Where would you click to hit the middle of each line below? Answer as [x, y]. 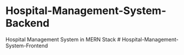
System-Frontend [27, 46]
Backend [27, 23]
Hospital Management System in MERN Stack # [63, 39]
